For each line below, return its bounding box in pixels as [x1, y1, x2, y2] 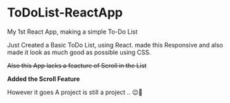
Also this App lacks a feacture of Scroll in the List [7, 61, 147, 69]
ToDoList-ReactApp [7, 5, 123, 21]
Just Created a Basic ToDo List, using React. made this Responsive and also [7, 41, 223, 49]
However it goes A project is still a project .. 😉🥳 [7, 88, 143, 96]
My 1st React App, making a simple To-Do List [7, 27, 138, 36]
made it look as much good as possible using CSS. [7, 48, 151, 56]
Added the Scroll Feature [7, 74, 81, 83]
